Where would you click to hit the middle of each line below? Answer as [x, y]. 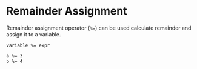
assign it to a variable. [34, 34]
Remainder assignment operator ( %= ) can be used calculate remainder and [99, 28]
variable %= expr [28, 45]
